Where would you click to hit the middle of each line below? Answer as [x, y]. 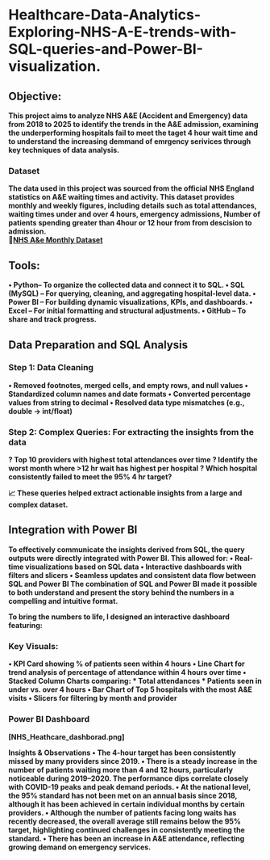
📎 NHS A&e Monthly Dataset [56, 240]
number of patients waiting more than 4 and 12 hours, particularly [121, 769]
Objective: [35, 96]
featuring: [25, 625]
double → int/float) [40, 411]
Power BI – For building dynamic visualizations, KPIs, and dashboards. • [131, 302]
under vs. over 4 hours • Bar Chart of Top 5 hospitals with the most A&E [130, 689]
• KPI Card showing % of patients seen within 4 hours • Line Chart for [127, 664]
